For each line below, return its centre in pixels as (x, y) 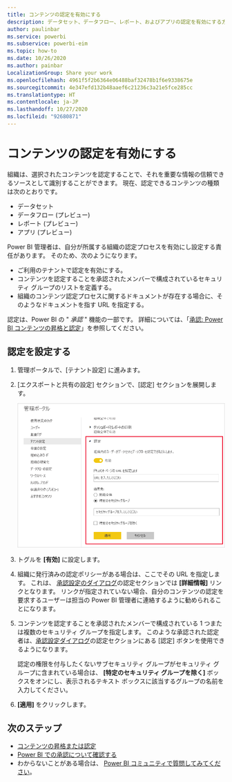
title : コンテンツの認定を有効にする (54, 15)
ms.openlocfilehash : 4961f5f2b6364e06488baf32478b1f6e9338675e (100, 80)
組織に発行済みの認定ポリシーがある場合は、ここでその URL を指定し (116, 574)
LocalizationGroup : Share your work (60, 73)
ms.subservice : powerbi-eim (48, 44)
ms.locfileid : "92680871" (44, 117)
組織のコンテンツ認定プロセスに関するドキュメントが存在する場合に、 (117, 296)
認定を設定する (39, 352)
